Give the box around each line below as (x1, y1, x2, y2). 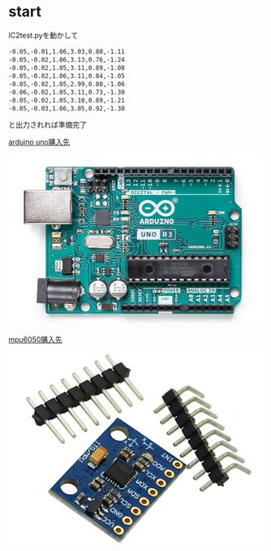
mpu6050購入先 (8, 334, 62, 344)
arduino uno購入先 (8, 137, 71, 146)
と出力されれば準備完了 (8, 119, 87, 129)
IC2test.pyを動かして (8, 30, 79, 40)
